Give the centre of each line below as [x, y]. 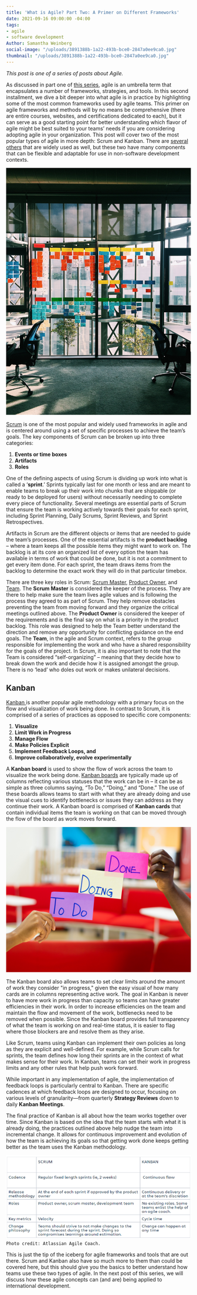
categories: [20, 443]
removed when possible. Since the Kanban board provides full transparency [98, 1019]
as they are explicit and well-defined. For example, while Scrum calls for [93, 1049]
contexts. [17, 159]
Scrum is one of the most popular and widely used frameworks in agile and [97, 424]
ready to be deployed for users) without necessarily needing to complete [94, 497]
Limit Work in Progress [43, 732]
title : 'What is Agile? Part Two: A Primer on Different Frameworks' [93, 12]
